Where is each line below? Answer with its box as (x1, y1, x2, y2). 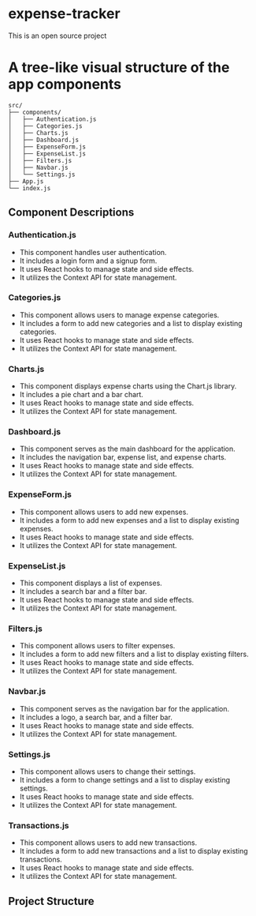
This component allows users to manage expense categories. (19, 310, 220, 320)
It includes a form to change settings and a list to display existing (19, 775, 231, 784)
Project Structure (8, 894, 95, 908)
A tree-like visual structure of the (8, 58, 230, 77)
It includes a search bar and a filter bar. (19, 587, 147, 596)
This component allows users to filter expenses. (19, 641, 176, 651)
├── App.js (8, 177, 44, 186)
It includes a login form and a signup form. (19, 256, 158, 265)
